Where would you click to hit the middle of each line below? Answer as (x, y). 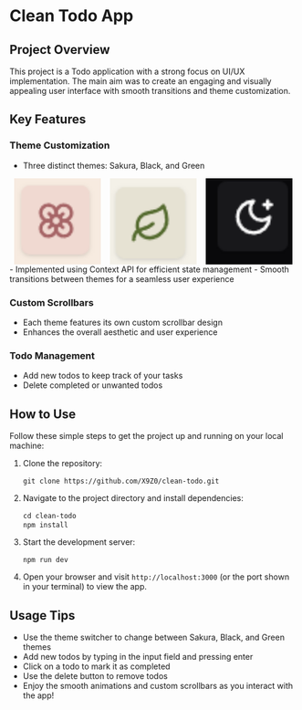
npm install (45, 526)
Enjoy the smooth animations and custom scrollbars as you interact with (158, 686)
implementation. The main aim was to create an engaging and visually (141, 81)
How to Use (43, 414)
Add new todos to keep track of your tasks (103, 376)
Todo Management (52, 356)
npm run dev (45, 560)
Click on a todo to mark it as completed (96, 666)
